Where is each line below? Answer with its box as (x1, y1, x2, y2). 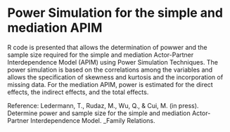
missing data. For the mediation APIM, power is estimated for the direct (7, 80, 213, 88)
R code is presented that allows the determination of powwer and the (7, 43, 207, 51)
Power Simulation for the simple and (7, 5, 224, 21)
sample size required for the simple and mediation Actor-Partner (7, 51, 194, 59)
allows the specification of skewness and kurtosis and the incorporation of (7, 72, 224, 81)
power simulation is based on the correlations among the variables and (7, 65, 213, 74)
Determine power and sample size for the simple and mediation (7, 109, 191, 117)
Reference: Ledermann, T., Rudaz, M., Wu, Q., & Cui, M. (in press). (7, 101, 199, 110)
